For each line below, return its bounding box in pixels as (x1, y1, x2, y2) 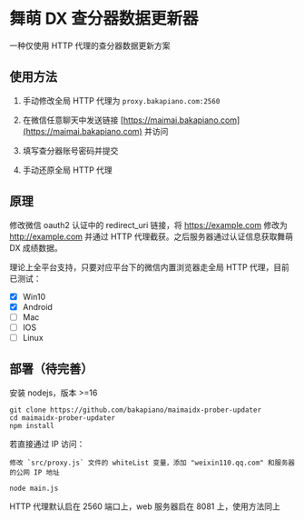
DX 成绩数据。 (9, 242, 64, 253)
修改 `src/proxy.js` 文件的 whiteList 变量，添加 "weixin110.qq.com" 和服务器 (9, 458, 295, 467)
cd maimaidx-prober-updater (9, 413, 116, 423)
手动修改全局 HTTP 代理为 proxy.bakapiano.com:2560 (22, 95, 221, 105)
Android (22, 301, 53, 312)
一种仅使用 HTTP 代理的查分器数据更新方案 (9, 40, 171, 51)
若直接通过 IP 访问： (9, 438, 85, 449)
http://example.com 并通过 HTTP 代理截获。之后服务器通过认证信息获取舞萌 (9, 231, 293, 242)
